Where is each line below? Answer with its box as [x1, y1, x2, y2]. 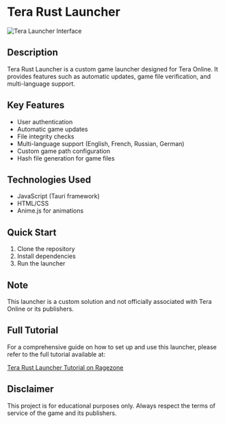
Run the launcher [16, 259, 66, 268]
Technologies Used [7, 174, 91, 185]
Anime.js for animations [16, 207, 84, 215]
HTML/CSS [16, 200, 49, 208]
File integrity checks [16, 132, 75, 141]
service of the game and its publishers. [7, 409, 118, 417]
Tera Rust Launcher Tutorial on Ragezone [7, 363, 124, 371]
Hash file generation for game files [16, 154, 115, 162]
